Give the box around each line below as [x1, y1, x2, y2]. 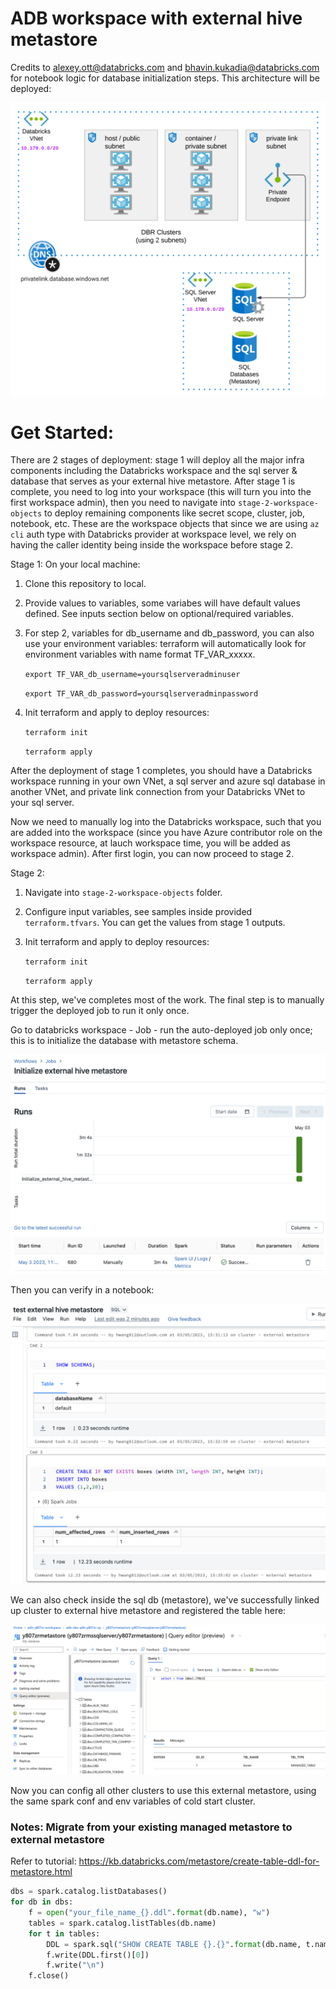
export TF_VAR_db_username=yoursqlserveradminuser [24, 670, 241, 680]
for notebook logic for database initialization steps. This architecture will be [10, 72, 320, 84]
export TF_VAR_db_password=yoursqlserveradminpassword [24, 689, 259, 699]
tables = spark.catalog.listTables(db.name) [28, 1918, 217, 1928]
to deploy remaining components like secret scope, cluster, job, [44, 507, 306, 519]
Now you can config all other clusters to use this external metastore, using [10, 1784, 317, 1796]
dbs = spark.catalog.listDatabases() [10, 1887, 168, 1897]
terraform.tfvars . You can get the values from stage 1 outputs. [24, 917, 286, 929]
